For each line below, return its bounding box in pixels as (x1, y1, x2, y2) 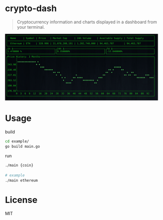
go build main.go (5, 144, 40, 149)
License (5, 195, 38, 205)
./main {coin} (5, 163, 34, 168)
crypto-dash (5, 3, 57, 14)
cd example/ (5, 139, 29, 144)
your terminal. (16, 24, 45, 30)
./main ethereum (5, 178, 38, 183)
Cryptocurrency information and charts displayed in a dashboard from (16, 19, 157, 25)
